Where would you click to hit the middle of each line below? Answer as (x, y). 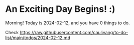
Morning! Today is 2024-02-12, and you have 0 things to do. (68, 23)
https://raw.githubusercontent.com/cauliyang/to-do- (74, 32)
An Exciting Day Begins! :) (60, 9)
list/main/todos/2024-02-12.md (38, 38)
